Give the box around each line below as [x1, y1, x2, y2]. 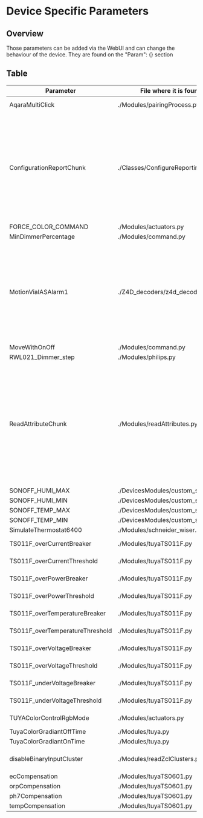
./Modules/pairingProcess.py [117, 100, 201, 109]
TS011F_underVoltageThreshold [9, 696, 102, 705]
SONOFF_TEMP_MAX [9, 506, 71, 514]
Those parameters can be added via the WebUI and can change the [6, 44, 175, 52]
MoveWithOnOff [9, 343, 56, 351]
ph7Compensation [9, 791, 62, 800]
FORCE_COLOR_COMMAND [9, 223, 89, 231]
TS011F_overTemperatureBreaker [9, 609, 106, 617]
